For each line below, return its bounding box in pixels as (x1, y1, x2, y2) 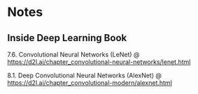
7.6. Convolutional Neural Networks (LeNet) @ (7, 50, 140, 58)
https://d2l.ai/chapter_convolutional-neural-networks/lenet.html (7, 58, 191, 66)
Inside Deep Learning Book (7, 32, 127, 44)
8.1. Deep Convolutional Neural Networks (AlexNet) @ (7, 71, 162, 79)
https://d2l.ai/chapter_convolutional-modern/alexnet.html (7, 79, 173, 87)
